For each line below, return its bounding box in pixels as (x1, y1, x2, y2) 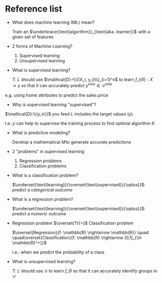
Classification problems (19, 163, 67, 169)
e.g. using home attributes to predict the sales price (5, 92, 108, 98)
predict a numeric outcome (12, 210, 66, 216)
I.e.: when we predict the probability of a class (12, 249, 105, 255)
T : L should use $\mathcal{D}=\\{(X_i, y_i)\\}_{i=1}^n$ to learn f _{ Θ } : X (12, 76, 153, 82)
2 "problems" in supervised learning (12, 149, 85, 154)
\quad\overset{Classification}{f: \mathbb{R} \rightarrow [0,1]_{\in (12, 235, 142, 240)
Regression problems (19, 158, 62, 164)
